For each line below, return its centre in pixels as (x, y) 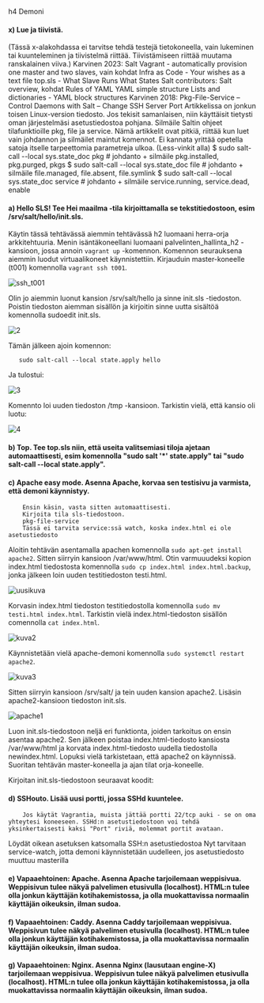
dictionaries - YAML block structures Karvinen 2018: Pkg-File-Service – (124, 97)
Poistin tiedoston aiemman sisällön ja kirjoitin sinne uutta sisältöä (113, 307)
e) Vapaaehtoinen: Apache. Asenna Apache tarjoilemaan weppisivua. (125, 878)
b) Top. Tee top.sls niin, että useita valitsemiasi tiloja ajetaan (109, 447)
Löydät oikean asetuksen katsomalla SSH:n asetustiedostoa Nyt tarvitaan (127, 844)
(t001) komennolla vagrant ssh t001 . (68, 267)
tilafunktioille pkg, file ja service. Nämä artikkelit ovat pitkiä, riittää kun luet (129, 131)
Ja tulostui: (26, 375)
